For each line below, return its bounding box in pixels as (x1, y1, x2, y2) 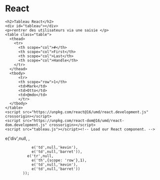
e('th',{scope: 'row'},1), (31, 158, 87, 163)
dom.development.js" (5, 122, 48, 127)
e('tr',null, (27, 153, 54, 158)
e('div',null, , (5, 135, 30, 141)
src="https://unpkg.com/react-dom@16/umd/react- (23, 118, 125, 123)
